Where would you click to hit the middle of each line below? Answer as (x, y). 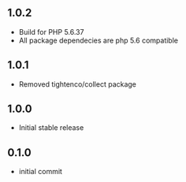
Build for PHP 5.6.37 (51, 32)
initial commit (40, 172)
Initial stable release (51, 128)
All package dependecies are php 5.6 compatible (99, 40)
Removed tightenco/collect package (78, 84)
